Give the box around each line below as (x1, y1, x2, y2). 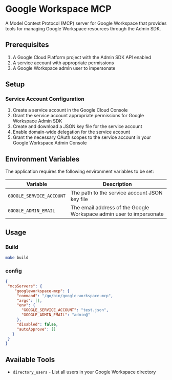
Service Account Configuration (5, 96, 84, 103)
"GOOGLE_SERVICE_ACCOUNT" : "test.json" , (21, 307, 109, 313)
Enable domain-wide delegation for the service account (12, 129, 131, 135)
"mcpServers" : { (7, 283, 42, 288)
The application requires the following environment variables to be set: (5, 168, 155, 175)
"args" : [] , (16, 298, 42, 303)
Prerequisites (5, 41, 49, 49)
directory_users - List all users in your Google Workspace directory (12, 369, 156, 375)
